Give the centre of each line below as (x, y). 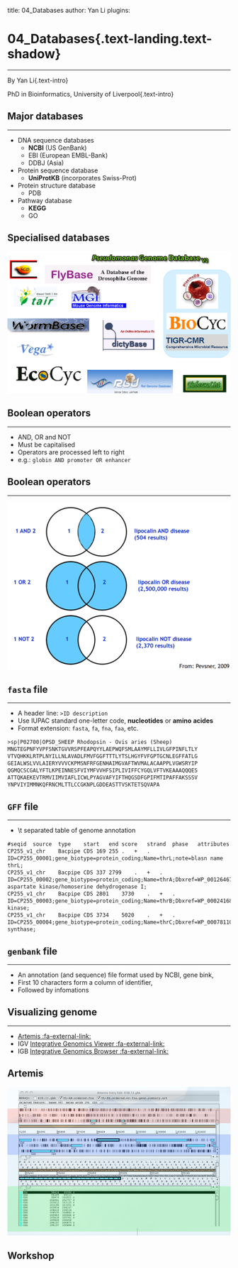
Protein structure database (56, 185)
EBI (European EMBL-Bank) (68, 155)
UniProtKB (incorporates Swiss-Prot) (82, 177)
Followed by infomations (53, 990)
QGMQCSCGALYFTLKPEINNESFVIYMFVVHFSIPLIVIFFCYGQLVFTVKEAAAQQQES (103, 771)
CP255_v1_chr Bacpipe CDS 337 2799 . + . (85, 873)
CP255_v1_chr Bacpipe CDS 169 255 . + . (79, 851)
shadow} (34, 54)
